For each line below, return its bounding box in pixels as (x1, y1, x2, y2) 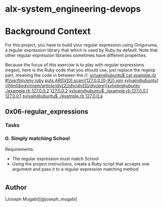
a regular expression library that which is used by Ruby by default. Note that (5, 47, 158, 53)
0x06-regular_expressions (5, 107, 89, 115)
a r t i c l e (41, 83, 55, 89)
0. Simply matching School (5, 135, 70, 142)
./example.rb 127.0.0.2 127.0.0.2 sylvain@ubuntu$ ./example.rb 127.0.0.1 (5, 88, 148, 94)
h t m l (8, 83, 17, 89)
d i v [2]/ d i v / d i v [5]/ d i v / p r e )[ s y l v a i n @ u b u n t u (56, 83, 140, 89)
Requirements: (5, 146, 34, 152)
